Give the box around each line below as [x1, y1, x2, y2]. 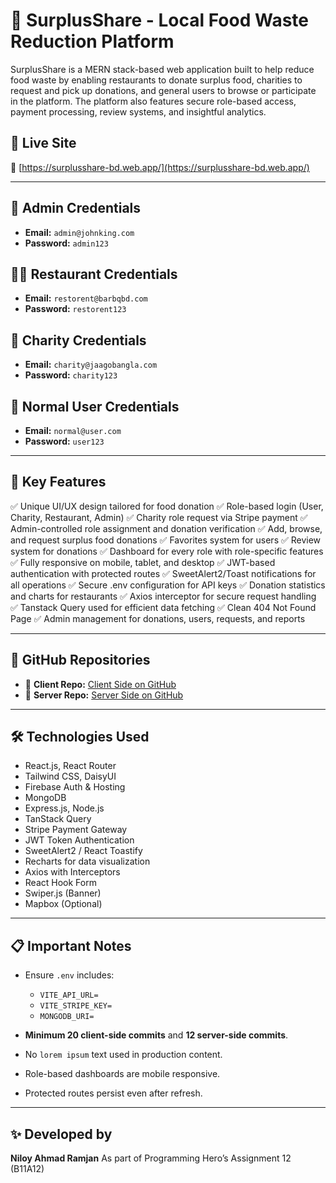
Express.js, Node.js [24, 802, 105, 814]
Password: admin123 [24, 237, 109, 249]
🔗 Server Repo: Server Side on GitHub [24, 689, 184, 701]
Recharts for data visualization [24, 855, 151, 868]
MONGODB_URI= [39, 1012, 95, 1022]
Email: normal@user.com [24, 425, 122, 436]
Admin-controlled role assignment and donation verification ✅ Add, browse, [10, 522, 323, 534]
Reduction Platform [10, 30, 175, 53]
